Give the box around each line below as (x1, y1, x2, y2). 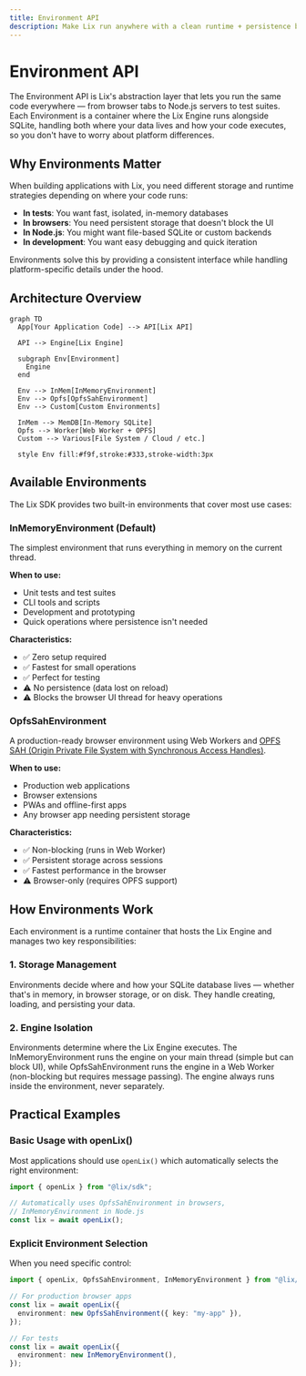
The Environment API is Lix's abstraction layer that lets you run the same (9, 91, 281, 102)
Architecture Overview (9, 290, 142, 306)
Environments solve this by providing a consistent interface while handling (9, 254, 289, 265)
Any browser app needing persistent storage (22, 810, 191, 821)
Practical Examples (9, 1107, 121, 1123)
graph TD (9, 315, 43, 324)
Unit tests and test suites (22, 587, 117, 598)
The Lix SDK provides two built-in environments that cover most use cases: (9, 498, 292, 510)
